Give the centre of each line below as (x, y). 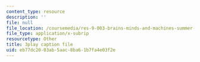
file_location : (25, 28)
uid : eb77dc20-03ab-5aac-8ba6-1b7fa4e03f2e (61, 50)
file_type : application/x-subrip (48, 34)
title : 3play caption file (40, 45)
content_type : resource (36, 12)
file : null (20, 22)
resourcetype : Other (32, 39)
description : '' (26, 17)
